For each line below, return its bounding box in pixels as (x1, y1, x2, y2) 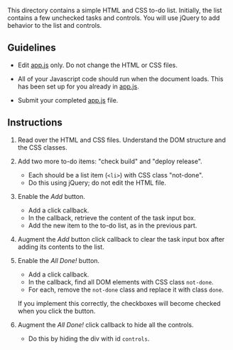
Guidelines (7, 42, 56, 54)
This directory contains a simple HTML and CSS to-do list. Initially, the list (7, 6, 222, 14)
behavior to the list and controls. (7, 21, 102, 29)
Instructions (7, 117, 63, 129)
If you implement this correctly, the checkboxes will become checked (17, 299, 221, 307)
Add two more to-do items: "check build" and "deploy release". (17, 157, 202, 165)
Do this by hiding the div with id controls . (28, 334, 150, 343)
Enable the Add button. (17, 192, 85, 200)
